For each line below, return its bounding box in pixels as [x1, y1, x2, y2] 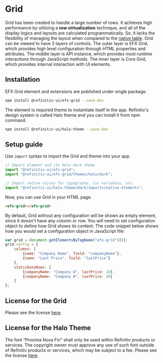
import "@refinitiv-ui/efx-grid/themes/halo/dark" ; [5, 172, 113, 177]
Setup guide [5, 140, 43, 148]
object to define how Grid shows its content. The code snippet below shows [5, 223, 159, 229]
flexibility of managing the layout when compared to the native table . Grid [5, 35, 153, 41]
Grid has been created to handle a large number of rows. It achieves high [5, 20, 153, 25]
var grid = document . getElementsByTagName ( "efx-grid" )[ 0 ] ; [5, 238, 128, 242]
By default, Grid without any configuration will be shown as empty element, [5, 212, 157, 218]
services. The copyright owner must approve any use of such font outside [5, 342, 155, 348]
